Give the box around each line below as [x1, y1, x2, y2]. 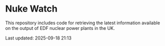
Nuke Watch [5, 3, 58, 15]
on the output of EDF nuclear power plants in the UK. [5, 25, 115, 31]
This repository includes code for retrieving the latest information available [5, 20, 160, 26]
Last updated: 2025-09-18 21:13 [5, 35, 72, 41]
